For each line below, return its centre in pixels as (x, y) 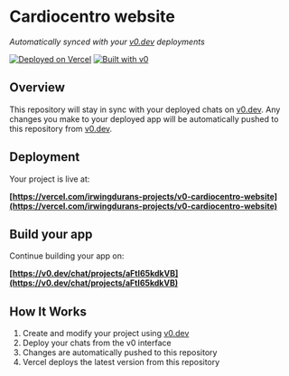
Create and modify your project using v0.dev (106, 334)
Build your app (51, 234)
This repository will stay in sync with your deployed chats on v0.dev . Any (145, 109)
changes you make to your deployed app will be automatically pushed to (144, 118)
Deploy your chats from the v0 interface (97, 343)
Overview (37, 88)
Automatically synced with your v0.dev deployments (107, 42)
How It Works (48, 311)
